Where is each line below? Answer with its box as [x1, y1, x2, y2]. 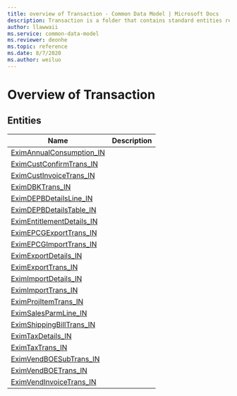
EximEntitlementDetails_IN [11, 216, 98, 226]
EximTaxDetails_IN [11, 331, 72, 341]
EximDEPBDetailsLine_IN [11, 193, 93, 203]
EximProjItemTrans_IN [11, 296, 84, 306]
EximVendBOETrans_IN [11, 365, 88, 375]
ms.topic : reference [7, 43, 68, 50]
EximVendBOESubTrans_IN [11, 354, 100, 364]
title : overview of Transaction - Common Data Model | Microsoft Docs [7, 10, 219, 18]
